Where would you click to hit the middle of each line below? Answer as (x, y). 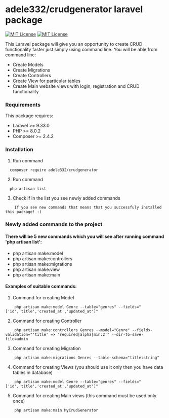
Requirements (23, 104)
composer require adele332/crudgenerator (54, 170)
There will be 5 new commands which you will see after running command (85, 236)
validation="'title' (27, 334)
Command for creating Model (43, 297)
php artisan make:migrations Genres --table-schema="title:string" (87, 358)
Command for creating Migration (47, 348)
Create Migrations (31, 70)
